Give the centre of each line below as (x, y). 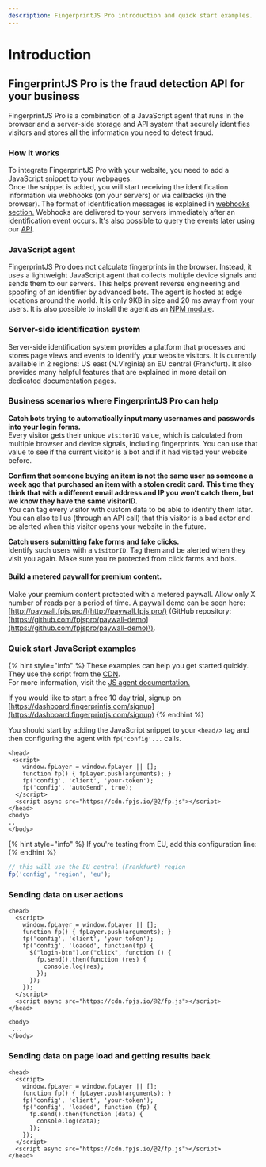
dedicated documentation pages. (62, 381)
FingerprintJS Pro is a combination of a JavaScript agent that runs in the (126, 115)
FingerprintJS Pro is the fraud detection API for (127, 84)
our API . (21, 229)
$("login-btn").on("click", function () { (100, 953)
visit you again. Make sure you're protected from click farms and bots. (123, 558)
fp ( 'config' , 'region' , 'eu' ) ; (60, 874)
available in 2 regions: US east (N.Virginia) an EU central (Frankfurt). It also (130, 363)
